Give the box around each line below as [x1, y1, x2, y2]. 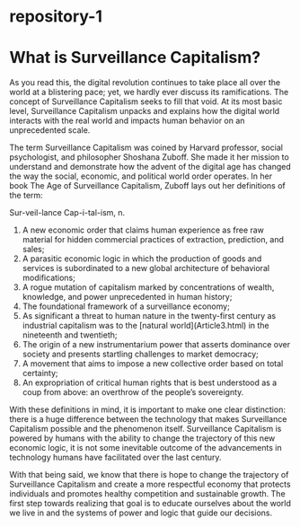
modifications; [22, 272, 76, 284]
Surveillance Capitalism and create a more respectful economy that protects [9, 479, 291, 490]
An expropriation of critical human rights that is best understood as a [22, 377, 278, 388]
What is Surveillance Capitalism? [9, 48, 261, 68]
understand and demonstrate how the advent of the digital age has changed [9, 162, 291, 172]
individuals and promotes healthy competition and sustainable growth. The [9, 488, 286, 499]
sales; [22, 244, 45, 255]
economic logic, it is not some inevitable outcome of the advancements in [9, 443, 282, 453]
